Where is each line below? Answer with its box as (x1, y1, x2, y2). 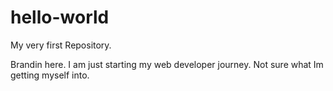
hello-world (10, 6, 110, 29)
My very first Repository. (10, 39, 112, 51)
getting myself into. (10, 69, 90, 81)
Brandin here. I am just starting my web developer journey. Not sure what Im (10, 58, 324, 70)
